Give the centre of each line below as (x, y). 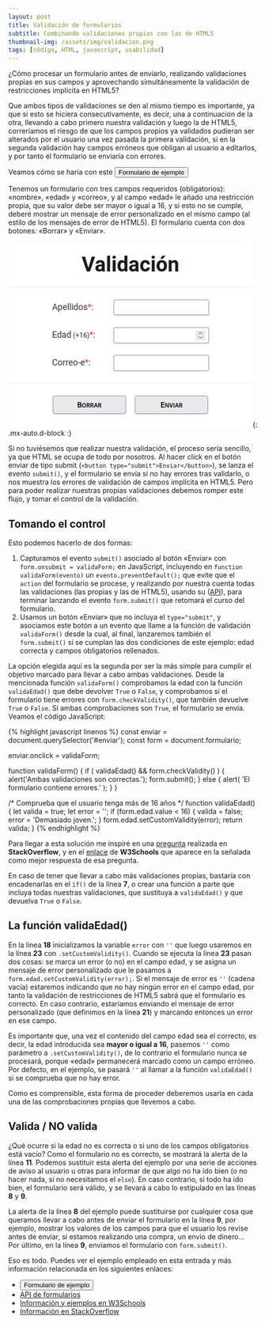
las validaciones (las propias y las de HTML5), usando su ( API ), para (131, 591)
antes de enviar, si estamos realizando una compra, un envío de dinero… (127, 1236)
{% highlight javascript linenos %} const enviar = (88, 731)
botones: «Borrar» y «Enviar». (57, 231)
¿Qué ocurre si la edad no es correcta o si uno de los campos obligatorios (129, 1145)
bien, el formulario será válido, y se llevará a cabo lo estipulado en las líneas (132, 1188)
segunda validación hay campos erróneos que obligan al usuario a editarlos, (132, 148)
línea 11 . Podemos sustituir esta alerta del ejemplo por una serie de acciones (132, 1162)
